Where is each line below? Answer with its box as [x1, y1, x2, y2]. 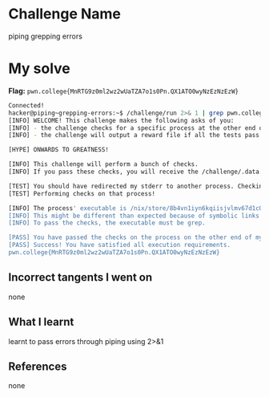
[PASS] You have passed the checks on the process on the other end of [8, 233, 252, 241]
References [8, 359, 67, 373]
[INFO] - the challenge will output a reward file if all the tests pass [8, 132, 260, 140]
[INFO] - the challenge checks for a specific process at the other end [8, 124, 256, 132]
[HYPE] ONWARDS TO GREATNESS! [8, 146, 110, 154]
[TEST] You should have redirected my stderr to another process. [8, 182, 235, 190]
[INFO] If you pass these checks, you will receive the [8, 168, 199, 176]
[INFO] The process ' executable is [8, 204, 127, 213]
